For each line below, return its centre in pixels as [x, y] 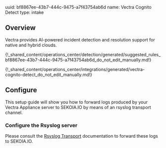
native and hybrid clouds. [31, 45]
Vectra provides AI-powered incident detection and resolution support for [80, 39]
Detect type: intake [25, 12]
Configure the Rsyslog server [41, 125]
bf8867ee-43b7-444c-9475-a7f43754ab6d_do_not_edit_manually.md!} [78, 60]
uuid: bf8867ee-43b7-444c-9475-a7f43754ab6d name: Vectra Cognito [79, 7]
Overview [21, 28]
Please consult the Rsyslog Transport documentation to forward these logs [82, 136]
